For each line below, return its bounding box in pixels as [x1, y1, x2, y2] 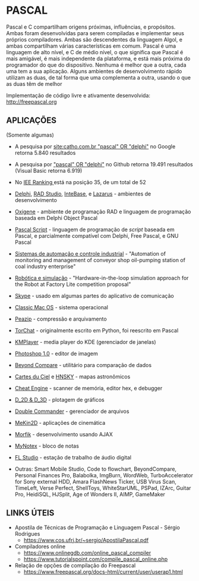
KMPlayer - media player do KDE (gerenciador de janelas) [14, 338, 156, 346]
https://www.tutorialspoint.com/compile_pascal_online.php [23, 555, 168, 563]
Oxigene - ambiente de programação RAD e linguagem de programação [14, 208, 191, 215]
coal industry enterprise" [14, 263, 76, 270]
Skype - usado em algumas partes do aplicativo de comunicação [14, 292, 174, 299]
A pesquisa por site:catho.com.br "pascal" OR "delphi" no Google [14, 142, 176, 150]
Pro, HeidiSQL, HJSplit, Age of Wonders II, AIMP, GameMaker [14, 490, 165, 498]
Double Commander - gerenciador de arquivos [14, 408, 129, 415]
